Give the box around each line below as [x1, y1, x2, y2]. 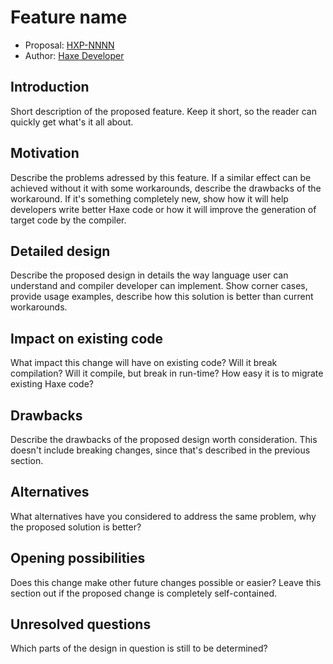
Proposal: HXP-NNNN [24, 39, 115, 51]
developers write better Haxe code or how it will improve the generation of [10, 203, 317, 215]
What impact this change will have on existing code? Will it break [10, 357, 278, 369]
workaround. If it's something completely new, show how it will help [10, 192, 289, 205]
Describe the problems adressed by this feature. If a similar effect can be [10, 171, 312, 183]
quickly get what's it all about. [10, 116, 134, 128]
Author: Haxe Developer [24, 49, 125, 61]
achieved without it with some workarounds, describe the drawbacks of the [10, 182, 322, 194]
